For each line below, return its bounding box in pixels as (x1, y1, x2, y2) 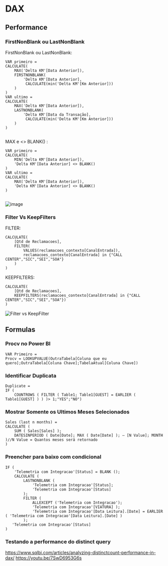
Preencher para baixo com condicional (5, 453, 102, 460)
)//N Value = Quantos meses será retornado (5, 437, 98, 443)
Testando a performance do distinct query (5, 538, 111, 545)
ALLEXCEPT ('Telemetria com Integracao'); (32, 500, 123, 505)
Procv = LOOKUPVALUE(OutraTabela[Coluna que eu (5, 356, 107, 361)
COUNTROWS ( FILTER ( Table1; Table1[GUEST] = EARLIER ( (14, 392, 136, 397)
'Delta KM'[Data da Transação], (23, 112, 92, 117)
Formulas (5, 325, 36, 334)
